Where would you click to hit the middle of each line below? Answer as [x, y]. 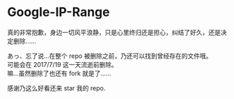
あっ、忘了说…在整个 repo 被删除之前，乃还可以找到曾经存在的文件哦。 [110, 56]
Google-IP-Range [58, 12]
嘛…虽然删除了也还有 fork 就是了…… [59, 73]
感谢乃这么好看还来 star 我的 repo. [56, 88]
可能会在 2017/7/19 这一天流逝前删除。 [63, 64]
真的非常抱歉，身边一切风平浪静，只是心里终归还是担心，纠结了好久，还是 [114, 32]
